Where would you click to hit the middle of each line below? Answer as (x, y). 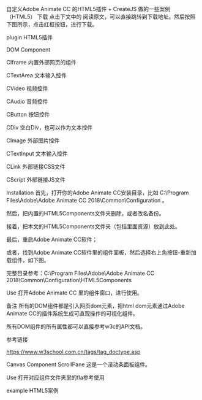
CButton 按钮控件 (28, 114)
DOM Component (28, 50)
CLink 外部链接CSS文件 (36, 167)
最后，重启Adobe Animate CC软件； (52, 239)
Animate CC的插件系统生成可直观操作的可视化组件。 (73, 313)
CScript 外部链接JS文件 (36, 179)
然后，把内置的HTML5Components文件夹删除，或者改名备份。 (85, 213)
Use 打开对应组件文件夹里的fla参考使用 (56, 377)
